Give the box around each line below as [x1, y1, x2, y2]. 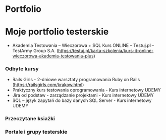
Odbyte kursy [5, 65, 39, 72]
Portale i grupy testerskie [5, 129, 68, 136]
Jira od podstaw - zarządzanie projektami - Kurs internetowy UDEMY [12, 93, 154, 98]
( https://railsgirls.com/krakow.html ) [12, 82, 84, 88]
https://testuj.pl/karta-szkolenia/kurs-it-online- [58, 48, 154, 54]
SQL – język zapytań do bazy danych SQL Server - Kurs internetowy [12, 97, 152, 103]
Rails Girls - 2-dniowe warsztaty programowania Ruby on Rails [12, 77, 140, 83]
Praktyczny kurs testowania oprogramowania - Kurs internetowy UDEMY [12, 87, 161, 93]
